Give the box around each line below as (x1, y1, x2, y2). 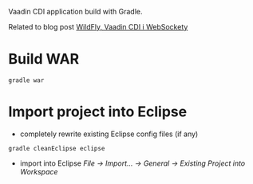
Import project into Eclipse (8, 103, 188, 121)
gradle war (8, 76, 45, 84)
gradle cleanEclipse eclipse (8, 144, 105, 152)
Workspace (19, 166, 58, 176)
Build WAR (8, 50, 80, 69)
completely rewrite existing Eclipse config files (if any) (19, 129, 199, 139)
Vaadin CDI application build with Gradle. (8, 7, 143, 16)
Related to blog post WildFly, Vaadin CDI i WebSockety (8, 22, 188, 31)
